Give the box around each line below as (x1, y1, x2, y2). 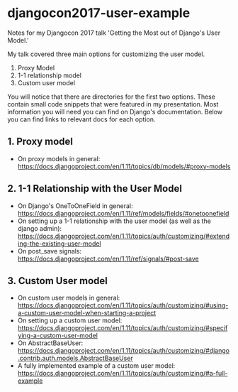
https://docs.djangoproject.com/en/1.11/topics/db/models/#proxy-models (17, 162, 231, 170)
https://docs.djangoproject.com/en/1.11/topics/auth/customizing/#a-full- (17, 369, 228, 378)
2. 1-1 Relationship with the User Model (7, 183, 183, 195)
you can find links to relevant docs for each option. (7, 115, 156, 124)
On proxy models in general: (17, 154, 101, 163)
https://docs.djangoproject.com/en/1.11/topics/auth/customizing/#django (17, 347, 230, 355)
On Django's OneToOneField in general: (17, 201, 133, 210)
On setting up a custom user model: (17, 316, 123, 325)
